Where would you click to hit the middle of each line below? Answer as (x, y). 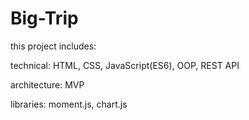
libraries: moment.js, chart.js (69, 104)
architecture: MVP (47, 84)
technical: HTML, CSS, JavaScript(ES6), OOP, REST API (125, 65)
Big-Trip (44, 18)
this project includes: (53, 46)
